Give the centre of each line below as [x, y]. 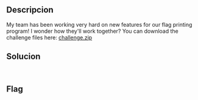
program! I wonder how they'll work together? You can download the [92, 31]
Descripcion [30, 10]
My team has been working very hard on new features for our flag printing [99, 24]
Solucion [23, 57]
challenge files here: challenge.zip [49, 37]
